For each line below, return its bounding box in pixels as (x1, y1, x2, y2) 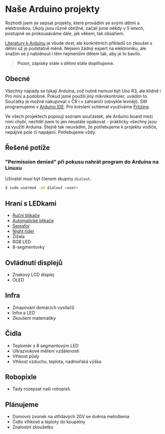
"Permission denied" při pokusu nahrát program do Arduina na (5, 158, 159, 165)
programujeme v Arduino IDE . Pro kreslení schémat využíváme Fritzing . (5, 103, 150, 110)
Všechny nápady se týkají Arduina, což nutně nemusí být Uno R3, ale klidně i (5, 88, 161, 94)
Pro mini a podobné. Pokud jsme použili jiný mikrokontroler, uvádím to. (5, 93, 148, 99)
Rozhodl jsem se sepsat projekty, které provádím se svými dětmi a (5, 20, 140, 26)
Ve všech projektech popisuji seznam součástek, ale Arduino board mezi (5, 113, 153, 119)
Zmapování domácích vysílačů (12, 304, 75, 310)
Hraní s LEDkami (5, 199, 57, 208)
